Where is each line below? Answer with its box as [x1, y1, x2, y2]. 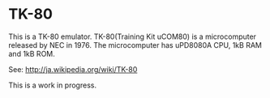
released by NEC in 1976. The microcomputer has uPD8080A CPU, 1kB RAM [8, 40, 262, 49]
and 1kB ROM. [8, 49, 55, 58]
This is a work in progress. [8, 80, 97, 90]
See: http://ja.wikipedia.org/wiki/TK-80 [8, 64, 138, 74]
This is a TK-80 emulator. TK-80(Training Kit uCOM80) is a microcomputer [8, 32, 257, 41]
